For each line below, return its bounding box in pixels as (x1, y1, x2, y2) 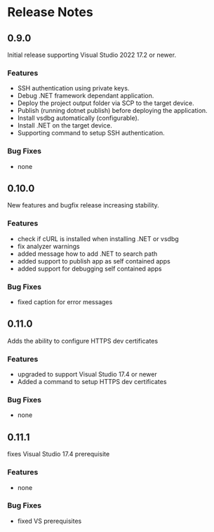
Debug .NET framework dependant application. (17, 92, 154, 100)
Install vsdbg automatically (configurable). (17, 114, 140, 123)
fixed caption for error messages (17, 298, 113, 306)
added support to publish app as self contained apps (17, 257, 170, 265)
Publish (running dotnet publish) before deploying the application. (17, 107, 208, 115)
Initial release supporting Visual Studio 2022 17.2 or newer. (7, 50, 177, 59)
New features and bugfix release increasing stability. (7, 201, 159, 210)
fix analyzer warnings (17, 242, 80, 250)
